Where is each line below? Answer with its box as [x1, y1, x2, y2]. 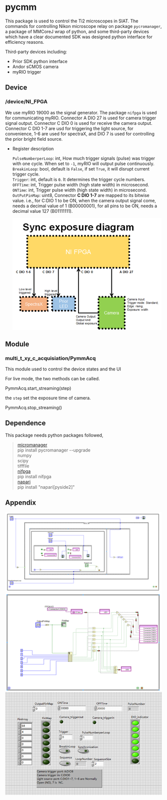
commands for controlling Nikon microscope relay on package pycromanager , [5, 23, 162, 29]
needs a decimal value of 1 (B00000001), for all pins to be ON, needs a [12, 203, 158, 209]
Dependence [5, 419, 46, 428]
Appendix [5, 499, 36, 507]
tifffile [17, 463, 30, 469]
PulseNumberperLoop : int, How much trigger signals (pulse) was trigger [12, 155, 156, 161]
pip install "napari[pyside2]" [17, 484, 75, 490]
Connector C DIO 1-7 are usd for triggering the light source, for [5, 125, 134, 131]
